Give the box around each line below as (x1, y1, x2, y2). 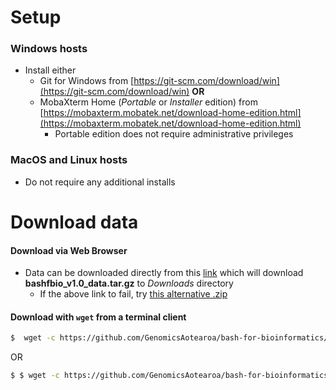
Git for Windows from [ (39, 75, 135, 87)
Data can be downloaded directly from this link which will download (24, 267, 304, 279)
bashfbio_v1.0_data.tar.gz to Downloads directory (24, 277, 234, 290)
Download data (10, 211, 139, 233)
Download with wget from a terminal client (10, 311, 187, 323)
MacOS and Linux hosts (10, 153, 128, 167)
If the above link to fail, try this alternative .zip (39, 288, 228, 300)
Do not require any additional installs (24, 176, 176, 188)
